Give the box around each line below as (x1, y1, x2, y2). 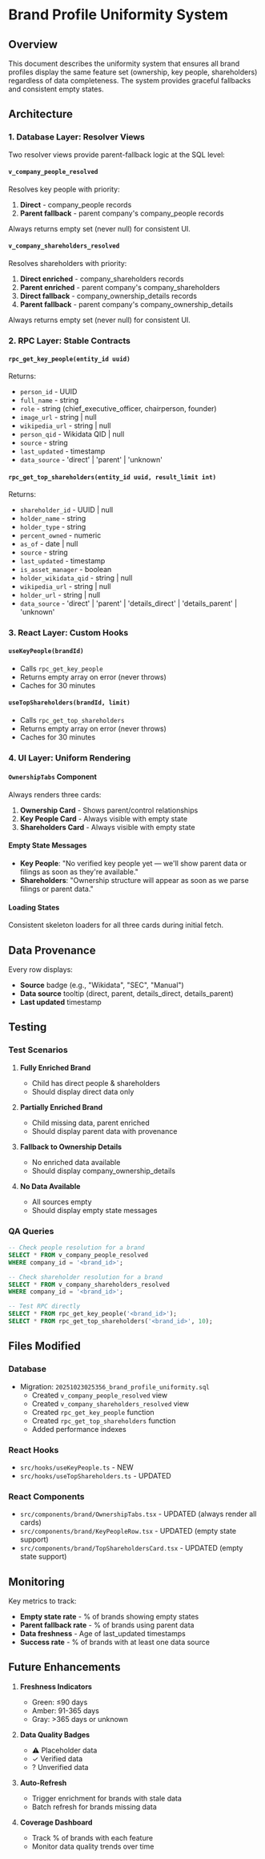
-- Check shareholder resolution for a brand (8, 1272, 163, 1281)
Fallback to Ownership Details (19, 1142, 122, 1151)
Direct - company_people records (19, 200, 132, 209)
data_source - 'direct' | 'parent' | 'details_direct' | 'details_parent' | (19, 599, 238, 608)
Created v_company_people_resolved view (31, 1390, 168, 1400)
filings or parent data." (19, 884, 94, 894)
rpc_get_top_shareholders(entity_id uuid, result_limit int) (8, 473, 217, 482)
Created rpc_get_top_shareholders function (31, 1416, 176, 1426)
